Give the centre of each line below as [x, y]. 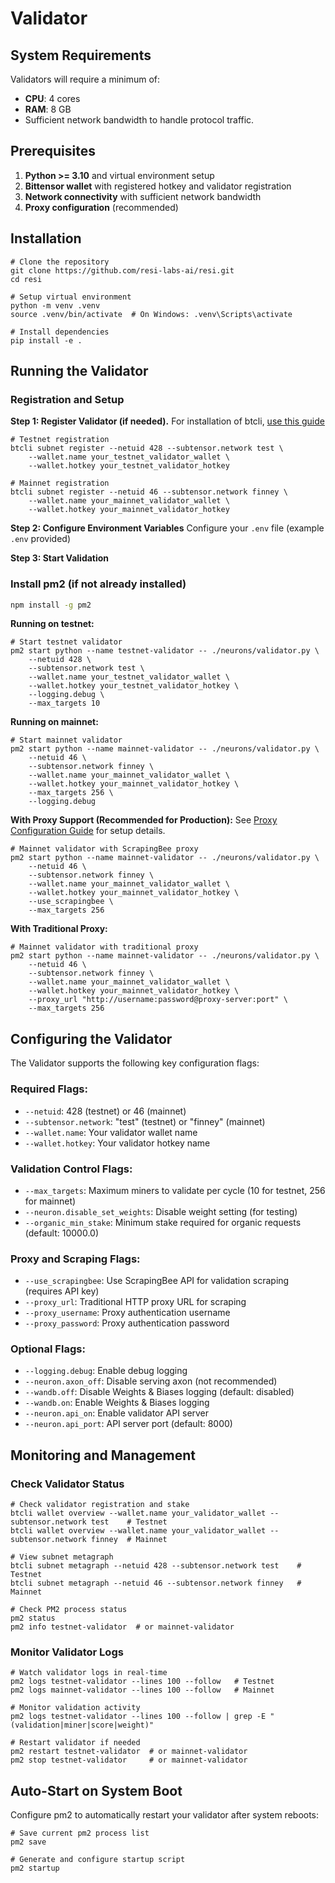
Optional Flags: [48, 1349]
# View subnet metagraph [62, 1557]
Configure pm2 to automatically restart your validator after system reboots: [165, 1815]
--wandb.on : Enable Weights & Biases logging [117, 1403]
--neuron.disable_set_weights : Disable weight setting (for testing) [161, 1211]
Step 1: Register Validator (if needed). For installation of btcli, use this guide [167, 421]
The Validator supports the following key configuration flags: [135, 1063]
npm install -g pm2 [51, 605]
